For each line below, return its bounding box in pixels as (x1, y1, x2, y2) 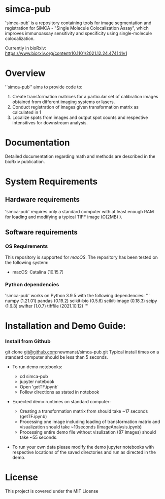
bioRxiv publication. (5, 158, 45, 164)
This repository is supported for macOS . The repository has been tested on (5, 254, 158, 260)
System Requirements (5, 176, 98, 187)
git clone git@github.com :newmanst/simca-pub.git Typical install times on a (5, 349, 159, 355)
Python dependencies (5, 281, 59, 288)
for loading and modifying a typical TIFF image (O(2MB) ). (5, 214, 123, 220)
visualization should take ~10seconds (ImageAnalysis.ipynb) (19, 424, 142, 430)
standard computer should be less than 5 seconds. (5, 354, 108, 360)
